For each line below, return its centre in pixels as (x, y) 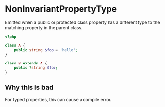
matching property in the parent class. (44, 27)
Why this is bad (29, 88)
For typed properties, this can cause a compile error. (58, 99)
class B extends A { (26, 64)
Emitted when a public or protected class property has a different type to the (82, 22)
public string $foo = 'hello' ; (46, 50)
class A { (15, 45)
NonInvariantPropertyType (61, 9)
